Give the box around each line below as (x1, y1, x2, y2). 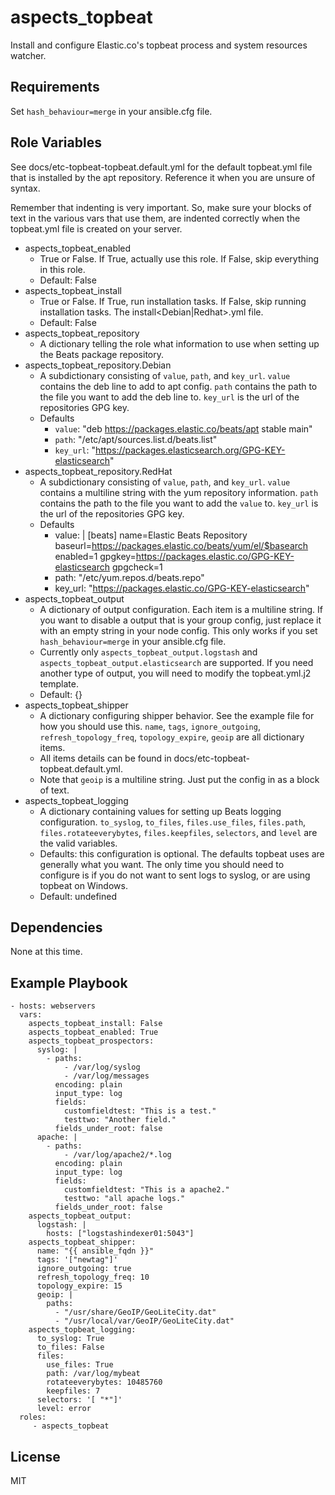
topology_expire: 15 (36, 1281, 123, 1291)
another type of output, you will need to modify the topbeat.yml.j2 (39, 667, 312, 679)
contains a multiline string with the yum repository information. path (39, 486, 319, 498)
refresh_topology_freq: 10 (36, 1272, 150, 1283)
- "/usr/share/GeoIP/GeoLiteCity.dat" (54, 1307, 217, 1318)
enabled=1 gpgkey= (54, 550, 137, 562)
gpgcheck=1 (111, 561, 163, 573)
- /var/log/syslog (63, 1062, 141, 1073)
